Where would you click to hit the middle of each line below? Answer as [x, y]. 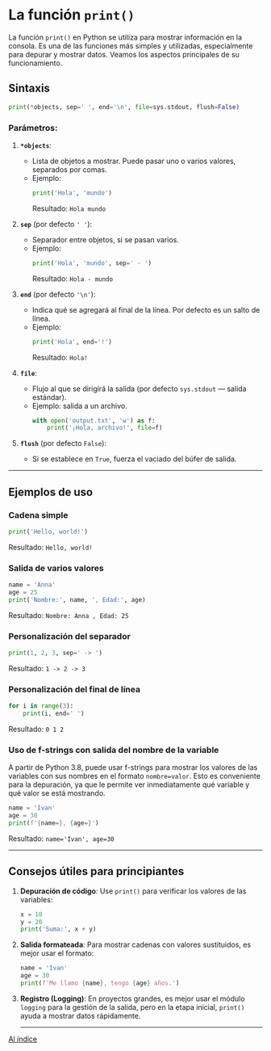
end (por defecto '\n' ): [58, 294]
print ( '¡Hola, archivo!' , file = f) [105, 428]
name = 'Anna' [32, 585]
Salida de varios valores [56, 568]
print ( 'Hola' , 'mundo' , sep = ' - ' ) [92, 263]
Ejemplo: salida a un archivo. [79, 406]
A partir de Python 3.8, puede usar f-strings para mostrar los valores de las [133, 767]
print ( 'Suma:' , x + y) [58, 929]
